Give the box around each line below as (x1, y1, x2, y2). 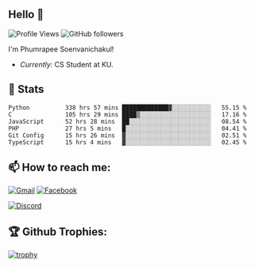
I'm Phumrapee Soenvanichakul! (8, 44, 114, 54)
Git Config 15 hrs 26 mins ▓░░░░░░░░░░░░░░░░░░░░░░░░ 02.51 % (8, 132, 247, 139)
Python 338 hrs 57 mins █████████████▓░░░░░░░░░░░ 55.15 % (8, 104, 247, 112)
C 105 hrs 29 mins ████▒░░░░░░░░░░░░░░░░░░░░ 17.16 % (8, 110, 247, 119)
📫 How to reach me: (8, 161, 111, 174)
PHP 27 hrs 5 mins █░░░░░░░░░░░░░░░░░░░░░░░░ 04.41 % (8, 124, 247, 132)
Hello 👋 (8, 8, 44, 21)
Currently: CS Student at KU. (19, 59, 114, 69)
